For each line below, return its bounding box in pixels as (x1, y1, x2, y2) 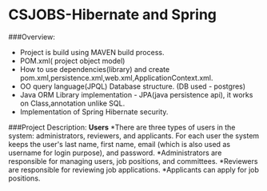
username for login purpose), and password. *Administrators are (8, 148, 222, 157)
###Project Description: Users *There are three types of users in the (8, 122, 236, 132)
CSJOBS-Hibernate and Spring (8, 6, 217, 24)
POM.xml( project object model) (19, 56, 126, 66)
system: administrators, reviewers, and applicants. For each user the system (8, 130, 260, 141)
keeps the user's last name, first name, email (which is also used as (8, 139, 230, 149)
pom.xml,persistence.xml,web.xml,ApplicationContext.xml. (19, 73, 213, 82)
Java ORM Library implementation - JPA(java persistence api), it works (19, 90, 253, 99)
